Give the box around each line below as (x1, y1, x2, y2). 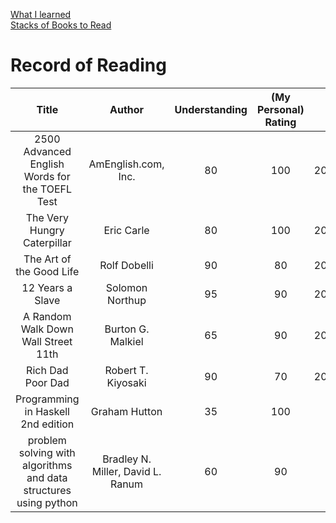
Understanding (174, 102, 248, 116)
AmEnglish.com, (88, 157, 165, 171)
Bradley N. (102, 452, 152, 466)
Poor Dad (24, 375, 70, 389)
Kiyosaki (106, 375, 147, 389)
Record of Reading (10, 54, 167, 77)
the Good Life (15, 264, 80, 278)
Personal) (256, 102, 305, 116)
